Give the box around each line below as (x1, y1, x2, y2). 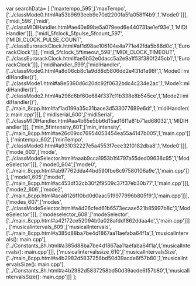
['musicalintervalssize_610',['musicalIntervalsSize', (56, 248, 178, 255)
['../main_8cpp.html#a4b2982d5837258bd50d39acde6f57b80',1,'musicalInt (6, 255, 188, 261)
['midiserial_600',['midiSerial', (43, 111, 114, 118)
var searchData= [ (6, 5, 50, 12)
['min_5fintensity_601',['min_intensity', (31, 123, 122, 130)
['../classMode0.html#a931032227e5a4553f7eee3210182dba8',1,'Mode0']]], (6, 142, 188, 149)
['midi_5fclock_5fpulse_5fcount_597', (35, 30, 123, 37)
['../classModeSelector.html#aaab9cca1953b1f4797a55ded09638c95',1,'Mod (6, 155, 190, 161)
